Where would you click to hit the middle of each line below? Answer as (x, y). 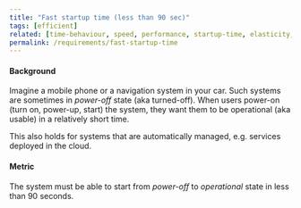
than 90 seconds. (42, 196)
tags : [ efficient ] (43, 26)
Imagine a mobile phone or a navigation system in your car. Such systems (145, 91)
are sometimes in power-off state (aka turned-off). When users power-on (145, 100)
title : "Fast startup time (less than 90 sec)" (100, 17)
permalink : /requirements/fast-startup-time (94, 42)
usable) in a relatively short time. (69, 119)
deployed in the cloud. (51, 146)
